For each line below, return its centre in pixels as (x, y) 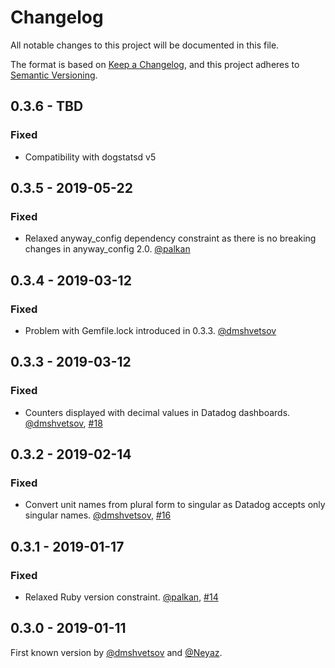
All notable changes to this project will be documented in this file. (145, 45)
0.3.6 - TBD (47, 106)
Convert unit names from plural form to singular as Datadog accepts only (175, 505)
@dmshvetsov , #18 (63, 423)
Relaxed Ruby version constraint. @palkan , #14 (121, 597)
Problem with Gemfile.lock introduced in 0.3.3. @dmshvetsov (150, 330)
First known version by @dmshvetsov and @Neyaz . (116, 652)
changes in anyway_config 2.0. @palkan (107, 249)
